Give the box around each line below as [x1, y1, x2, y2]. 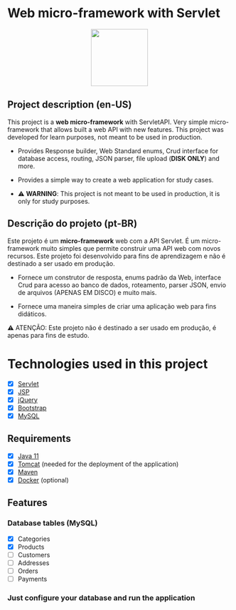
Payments [17, 574, 48, 583]
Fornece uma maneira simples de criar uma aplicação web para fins [17, 301, 217, 311]
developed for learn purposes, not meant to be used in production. [7, 133, 203, 141]
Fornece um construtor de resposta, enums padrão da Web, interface [17, 273, 222, 281]
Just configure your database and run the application [7, 593, 195, 603]
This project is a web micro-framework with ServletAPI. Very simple [7, 118, 208, 126]
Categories [17, 534, 50, 543]
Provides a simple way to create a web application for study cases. [17, 175, 214, 184]
